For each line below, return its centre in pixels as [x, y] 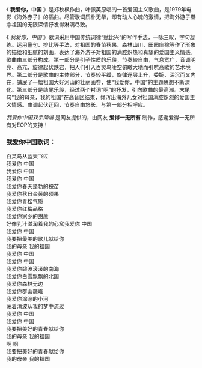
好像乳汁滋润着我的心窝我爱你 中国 [49, 224]
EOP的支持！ [33, 125]
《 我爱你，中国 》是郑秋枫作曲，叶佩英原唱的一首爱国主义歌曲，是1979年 [96, 9]
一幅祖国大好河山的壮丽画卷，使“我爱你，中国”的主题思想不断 [109, 82]
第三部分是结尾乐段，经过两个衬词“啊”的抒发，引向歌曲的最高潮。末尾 [103, 90]
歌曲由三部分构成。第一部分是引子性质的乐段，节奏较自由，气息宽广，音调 [98, 60]
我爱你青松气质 [25, 201]
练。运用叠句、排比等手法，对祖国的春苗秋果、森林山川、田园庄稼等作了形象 [101, 45]
